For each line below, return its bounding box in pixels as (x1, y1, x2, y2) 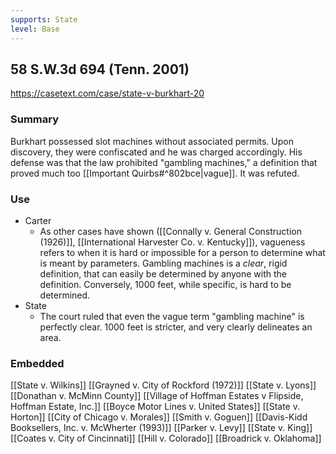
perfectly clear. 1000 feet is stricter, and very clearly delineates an (39, 321, 313, 333)
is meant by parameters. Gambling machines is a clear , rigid (39, 257, 288, 269)
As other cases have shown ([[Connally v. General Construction (39, 225, 302, 237)
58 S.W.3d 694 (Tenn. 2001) (10, 61, 190, 78)
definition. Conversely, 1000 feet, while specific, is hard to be (39, 278, 292, 290)
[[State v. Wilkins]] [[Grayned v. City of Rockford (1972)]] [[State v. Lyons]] (10, 379, 317, 391)
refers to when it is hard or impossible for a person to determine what (39, 246, 326, 258)
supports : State (10, 14, 78, 25)
